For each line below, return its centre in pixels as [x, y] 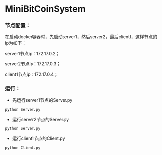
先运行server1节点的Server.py [42, 100]
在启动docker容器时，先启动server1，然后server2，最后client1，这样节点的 [81, 37]
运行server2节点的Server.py [41, 119]
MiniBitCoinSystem [46, 9]
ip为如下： [16, 43]
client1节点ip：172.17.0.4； [32, 74]
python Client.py [23, 148]
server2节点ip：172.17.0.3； [33, 64]
